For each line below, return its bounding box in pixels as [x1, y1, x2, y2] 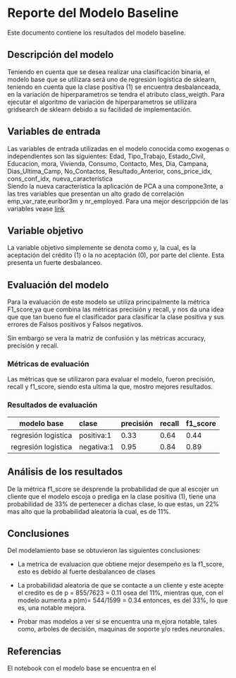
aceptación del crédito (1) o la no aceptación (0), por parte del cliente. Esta [7, 251, 225, 259]
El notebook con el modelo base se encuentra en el [7, 664, 156, 672]
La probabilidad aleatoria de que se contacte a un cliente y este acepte [17, 581, 224, 590]
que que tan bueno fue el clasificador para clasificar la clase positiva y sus [7, 313, 224, 321]
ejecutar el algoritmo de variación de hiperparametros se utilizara [7, 97, 197, 106]
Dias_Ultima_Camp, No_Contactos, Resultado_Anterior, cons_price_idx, [7, 167, 213, 175]
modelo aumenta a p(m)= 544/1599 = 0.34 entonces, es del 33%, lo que [17, 596, 228, 605]
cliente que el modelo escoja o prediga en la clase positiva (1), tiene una [7, 492, 216, 501]
